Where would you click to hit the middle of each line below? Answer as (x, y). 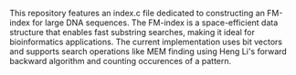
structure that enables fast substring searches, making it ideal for (132, 32)
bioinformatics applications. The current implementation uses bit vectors (146, 42)
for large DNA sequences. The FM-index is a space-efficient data (155, 23)
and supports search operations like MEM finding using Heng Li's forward (148, 52)
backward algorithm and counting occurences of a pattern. (121, 61)
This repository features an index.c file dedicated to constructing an (137, 13)
